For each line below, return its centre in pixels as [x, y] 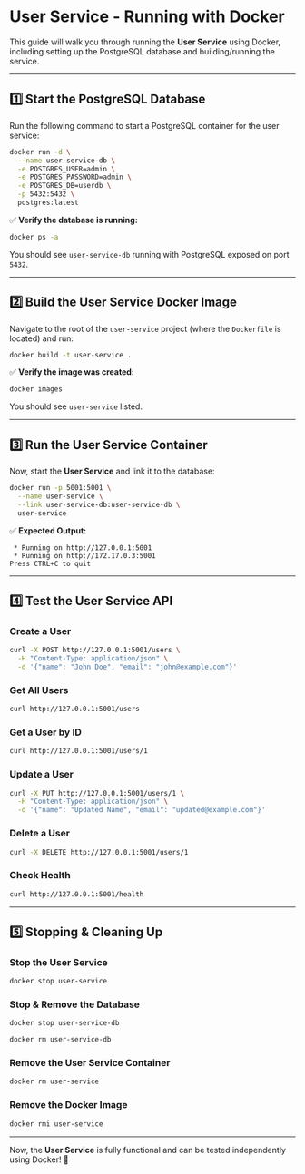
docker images [36, 389]
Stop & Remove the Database [75, 1004]
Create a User [40, 631]
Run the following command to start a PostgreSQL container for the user [144, 125]
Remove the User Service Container [90, 1063]
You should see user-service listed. [76, 406]
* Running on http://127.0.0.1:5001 [83, 548]
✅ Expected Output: [48, 530]
